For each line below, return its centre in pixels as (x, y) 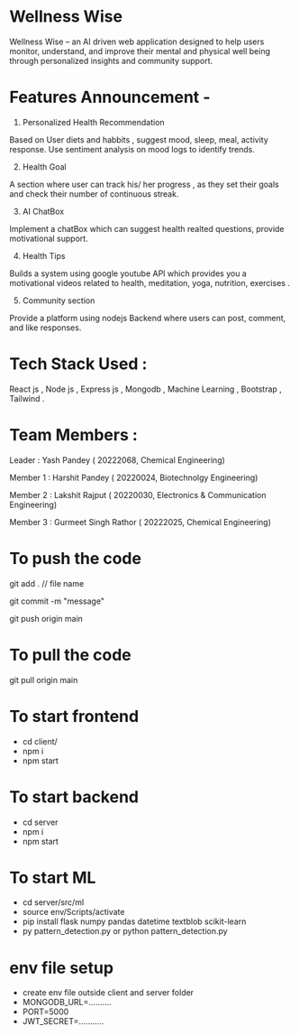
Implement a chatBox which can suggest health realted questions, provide (147, 228)
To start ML (53, 878)
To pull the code (71, 655)
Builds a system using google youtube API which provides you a (128, 273)
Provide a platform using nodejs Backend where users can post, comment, (148, 318)
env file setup (62, 968)
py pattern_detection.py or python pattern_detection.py (125, 931)
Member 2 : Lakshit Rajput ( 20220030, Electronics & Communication (138, 494)
